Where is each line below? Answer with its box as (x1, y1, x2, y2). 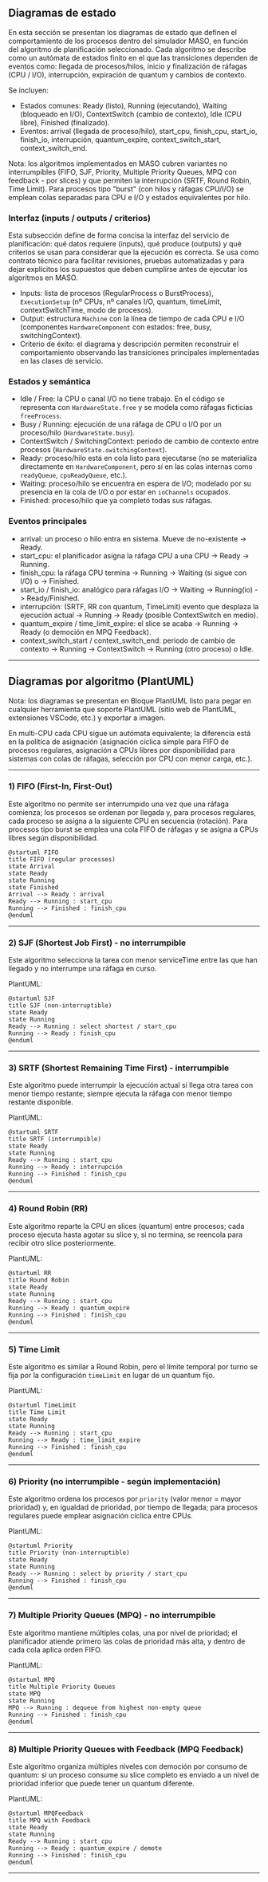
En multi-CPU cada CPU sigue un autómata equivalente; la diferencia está (8, 728, 251, 738)
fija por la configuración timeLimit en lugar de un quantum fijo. (8, 1371, 215, 1380)
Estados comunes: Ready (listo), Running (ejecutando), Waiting (19, 100, 227, 110)
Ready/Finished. (26, 593, 80, 603)
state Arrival (8, 862, 56, 870)
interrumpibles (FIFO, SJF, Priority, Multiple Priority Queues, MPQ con (8, 167, 238, 176)
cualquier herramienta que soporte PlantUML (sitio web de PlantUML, (8, 704, 237, 714)
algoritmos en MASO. (8, 273, 78, 282)
